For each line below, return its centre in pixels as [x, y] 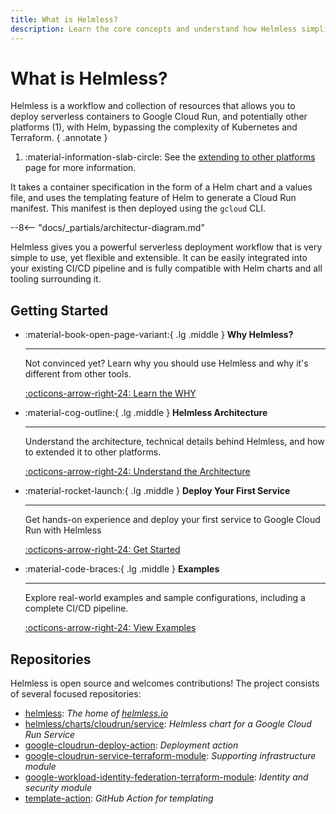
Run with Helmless [63, 530]
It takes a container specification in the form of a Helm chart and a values [161, 187]
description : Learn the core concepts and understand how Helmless [154, 29]
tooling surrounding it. [56, 279]
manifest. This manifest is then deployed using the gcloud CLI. [138, 208]
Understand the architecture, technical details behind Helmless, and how [174, 442]
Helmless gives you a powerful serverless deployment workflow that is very [166, 247]
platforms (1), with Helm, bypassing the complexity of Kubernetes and [154, 127]
